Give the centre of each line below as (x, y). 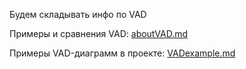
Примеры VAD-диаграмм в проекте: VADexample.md (122, 53)
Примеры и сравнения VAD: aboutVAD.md (99, 33)
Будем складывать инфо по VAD (78, 14)
